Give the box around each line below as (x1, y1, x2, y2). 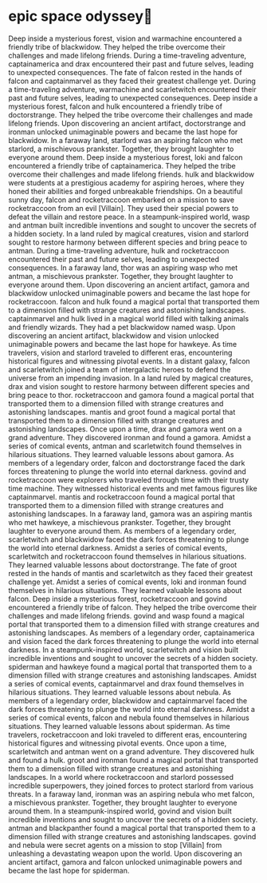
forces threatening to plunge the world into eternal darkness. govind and (8, 467, 247, 476)
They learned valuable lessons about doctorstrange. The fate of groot (8, 559, 238, 570)
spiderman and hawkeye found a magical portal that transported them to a (8, 662, 253, 671)
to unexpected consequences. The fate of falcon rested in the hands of (8, 67, 242, 77)
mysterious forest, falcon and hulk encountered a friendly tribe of (8, 101, 223, 111)
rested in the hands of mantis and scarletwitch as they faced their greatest (8, 568, 253, 578)
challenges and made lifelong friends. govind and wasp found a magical (8, 611, 245, 620)
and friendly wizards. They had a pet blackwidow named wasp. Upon (8, 322, 236, 332)
